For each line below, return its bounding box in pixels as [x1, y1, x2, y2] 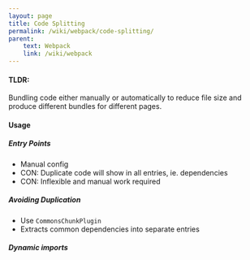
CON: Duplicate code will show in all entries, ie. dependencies [19, 167, 229, 177]
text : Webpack [23, 42, 71, 50]
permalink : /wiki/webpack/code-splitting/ [8, 27, 154, 35]
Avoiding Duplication [8, 195, 81, 205]
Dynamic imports [8, 243, 69, 253]
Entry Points [8, 139, 51, 149]
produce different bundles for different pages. [8, 102, 162, 111]
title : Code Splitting [8, 19, 85, 28]
